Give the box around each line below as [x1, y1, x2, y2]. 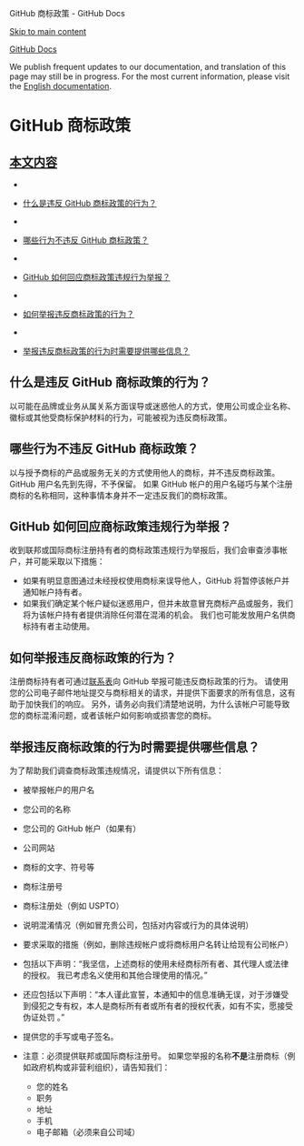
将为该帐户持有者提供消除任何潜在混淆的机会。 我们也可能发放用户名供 [22, 609, 288, 620]
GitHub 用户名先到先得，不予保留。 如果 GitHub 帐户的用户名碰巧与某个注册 [9, 478, 293, 489]
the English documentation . [9, 81, 112, 91]
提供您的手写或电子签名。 [22, 1031, 119, 1042]
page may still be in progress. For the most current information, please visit [9, 71, 290, 82]
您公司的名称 [22, 804, 71, 815]
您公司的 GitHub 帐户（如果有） [22, 823, 142, 834]
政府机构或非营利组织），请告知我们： [30, 1062, 171, 1073]
